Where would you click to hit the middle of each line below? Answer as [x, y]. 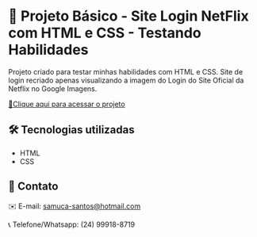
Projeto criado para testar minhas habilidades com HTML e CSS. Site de [126, 71]
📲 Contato [33, 187]
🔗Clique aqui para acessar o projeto [67, 104]
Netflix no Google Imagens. [53, 88]
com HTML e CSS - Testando [105, 33]
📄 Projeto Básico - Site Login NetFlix [128, 16]
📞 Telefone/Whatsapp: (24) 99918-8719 [72, 224]
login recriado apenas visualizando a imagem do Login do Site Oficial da [126, 80]
